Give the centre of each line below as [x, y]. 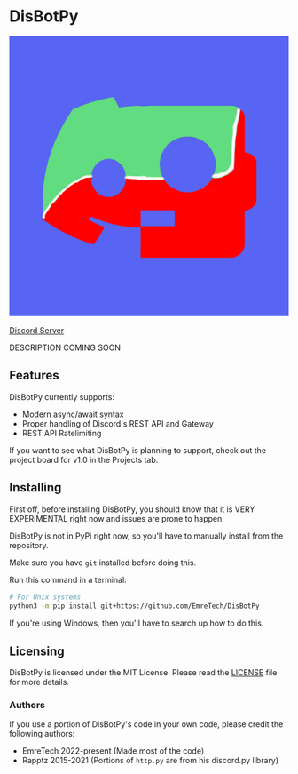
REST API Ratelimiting [62, 433]
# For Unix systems [45, 597]
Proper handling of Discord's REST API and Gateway [118, 423]
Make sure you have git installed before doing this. [103, 563]
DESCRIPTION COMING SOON [65, 347]
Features [34, 375]
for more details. [39, 682]
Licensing [37, 651]
